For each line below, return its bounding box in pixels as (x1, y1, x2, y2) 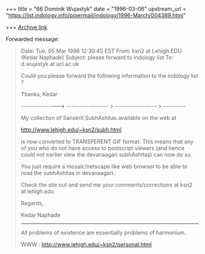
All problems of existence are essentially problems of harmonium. (20, 229, 187, 236)
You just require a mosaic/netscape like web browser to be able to (20, 163, 188, 170)
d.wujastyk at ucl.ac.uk (20, 61, 80, 67)
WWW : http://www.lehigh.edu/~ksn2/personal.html (20, 241, 152, 248)
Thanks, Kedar (20, 91, 58, 97)
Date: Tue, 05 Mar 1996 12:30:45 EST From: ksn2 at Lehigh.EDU (20, 47, 182, 54)
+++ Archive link (6, 24, 48, 31)
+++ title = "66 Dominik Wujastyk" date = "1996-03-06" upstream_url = (6, 6, 187, 12)
